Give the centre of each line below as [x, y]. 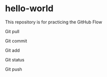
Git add [13, 50]
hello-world [29, 9]
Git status [15, 59]
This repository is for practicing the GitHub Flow [53, 22]
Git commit [16, 41]
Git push [13, 69]
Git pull [12, 31]
